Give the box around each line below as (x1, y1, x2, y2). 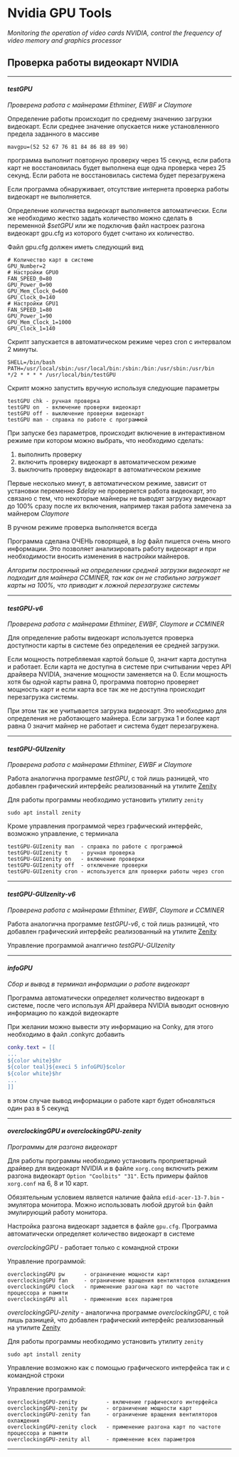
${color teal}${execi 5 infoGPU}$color (7, 1063, 126, 1071)
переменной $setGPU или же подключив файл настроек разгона (7, 221, 205, 229)
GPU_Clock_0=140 (7, 293, 55, 301)
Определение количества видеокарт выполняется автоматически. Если (7, 206, 228, 214)
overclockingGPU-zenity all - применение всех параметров (7, 1436, 196, 1443)
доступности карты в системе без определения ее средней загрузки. (7, 641, 221, 649)
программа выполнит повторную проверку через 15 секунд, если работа (7, 155, 231, 164)
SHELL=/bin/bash (7, 358, 55, 366)
